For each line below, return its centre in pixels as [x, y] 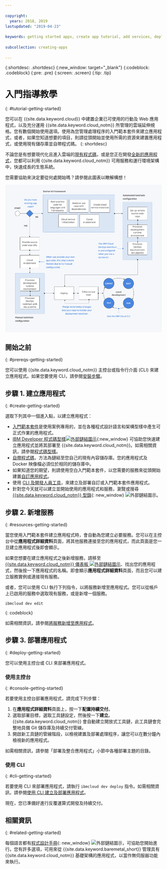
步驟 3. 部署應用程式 [36, 640]
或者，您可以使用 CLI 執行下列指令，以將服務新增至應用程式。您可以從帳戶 [82, 587]
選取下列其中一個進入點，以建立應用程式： [49, 416]
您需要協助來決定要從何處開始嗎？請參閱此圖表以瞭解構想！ [66, 177]
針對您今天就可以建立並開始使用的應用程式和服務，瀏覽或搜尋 [76, 489]
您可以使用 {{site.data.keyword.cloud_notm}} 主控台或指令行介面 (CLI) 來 [80, 370]
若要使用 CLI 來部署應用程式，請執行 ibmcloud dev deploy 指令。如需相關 [80, 786]
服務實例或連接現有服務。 [36, 577]
